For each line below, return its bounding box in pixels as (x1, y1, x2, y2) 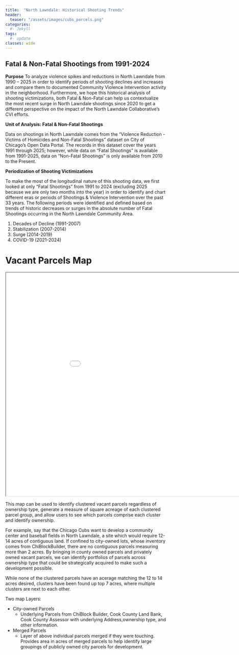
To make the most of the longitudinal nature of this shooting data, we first (5, 178, 160, 184)
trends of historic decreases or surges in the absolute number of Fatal (5, 205, 153, 211)
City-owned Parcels (12, 605, 55, 612)
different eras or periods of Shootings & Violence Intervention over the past (5, 194, 163, 200)
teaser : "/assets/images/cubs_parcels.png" (10, 17, 104, 22)
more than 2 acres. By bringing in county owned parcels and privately (5, 549, 152, 555)
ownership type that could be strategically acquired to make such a (5, 559, 147, 566)
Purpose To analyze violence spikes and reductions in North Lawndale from (5, 73, 165, 79)
